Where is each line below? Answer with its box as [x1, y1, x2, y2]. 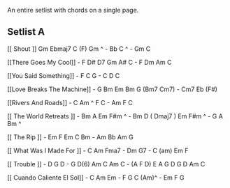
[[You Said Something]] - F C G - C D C [7, 71, 120, 79]
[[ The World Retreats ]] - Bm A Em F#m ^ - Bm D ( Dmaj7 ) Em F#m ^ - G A [7, 111, 224, 120]
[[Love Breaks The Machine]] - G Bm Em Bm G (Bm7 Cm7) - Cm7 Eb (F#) [7, 85, 218, 93]
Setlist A [7, 26, 45, 38]
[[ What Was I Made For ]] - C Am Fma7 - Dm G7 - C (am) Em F [7, 146, 189, 155]
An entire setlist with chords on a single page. [7, 6, 139, 14]
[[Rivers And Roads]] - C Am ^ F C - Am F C [7, 98, 133, 107]
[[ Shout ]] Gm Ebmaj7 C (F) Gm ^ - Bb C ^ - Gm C [7, 45, 151, 53]
